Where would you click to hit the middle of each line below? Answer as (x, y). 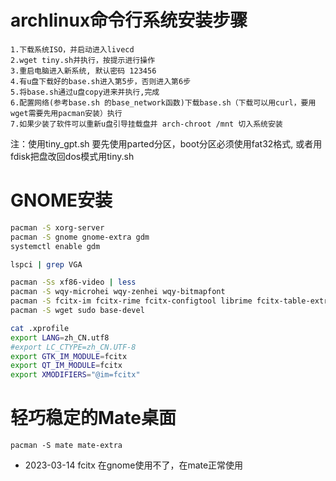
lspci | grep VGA (46, 264)
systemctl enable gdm (55, 246)
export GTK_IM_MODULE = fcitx (69, 356)
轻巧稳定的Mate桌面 (93, 418)
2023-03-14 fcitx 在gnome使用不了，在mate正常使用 (134, 465)
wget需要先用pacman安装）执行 (66, 113)
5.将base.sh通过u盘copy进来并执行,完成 (85, 92)
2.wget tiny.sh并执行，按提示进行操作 (83, 60)
